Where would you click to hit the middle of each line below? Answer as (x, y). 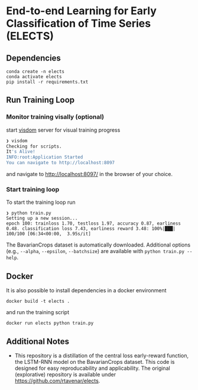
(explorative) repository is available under (65, 374)
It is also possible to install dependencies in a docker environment (86, 290)
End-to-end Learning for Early (81, 11)
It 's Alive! (21, 152)
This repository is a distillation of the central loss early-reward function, (102, 355)
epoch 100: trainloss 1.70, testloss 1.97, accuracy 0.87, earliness (94, 223)
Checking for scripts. (34, 146)
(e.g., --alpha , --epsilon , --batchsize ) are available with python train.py (95, 251)
